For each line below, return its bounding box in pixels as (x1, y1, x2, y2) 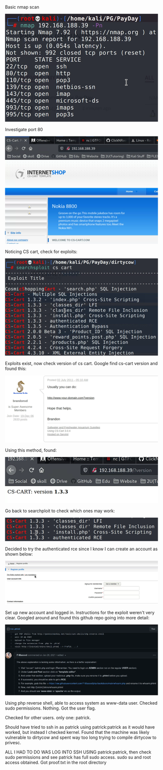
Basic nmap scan (5, 4, 40, 10)
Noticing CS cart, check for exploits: (5, 249, 78, 254)
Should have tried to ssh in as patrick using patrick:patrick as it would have (5, 724, 155, 730)
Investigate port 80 (5, 126, 43, 132)
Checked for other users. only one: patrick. (5, 715, 91, 721)
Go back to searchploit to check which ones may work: (5, 508, 115, 514)
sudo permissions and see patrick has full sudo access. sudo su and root (5, 754, 151, 760)
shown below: (5, 551, 33, 557)
